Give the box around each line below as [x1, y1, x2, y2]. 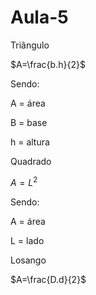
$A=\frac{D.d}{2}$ [10, 273, 87, 285]
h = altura [10, 136, 50, 148]
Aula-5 [10, 6, 69, 29]
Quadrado [10, 155, 52, 167]
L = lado [10, 234, 45, 246]
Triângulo [10, 39, 50, 51]
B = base [10, 116, 48, 128]
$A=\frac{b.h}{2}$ [10, 58, 86, 70]
